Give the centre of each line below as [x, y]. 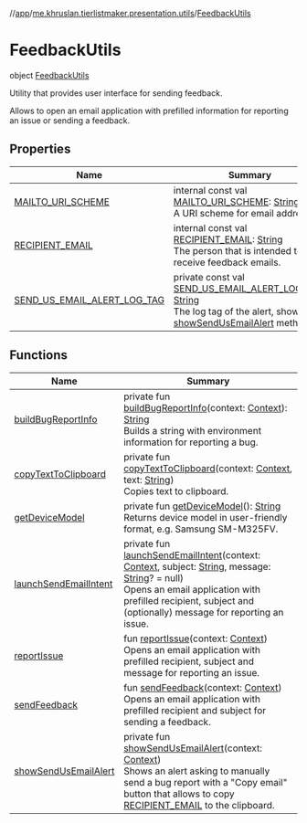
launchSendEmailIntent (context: [192, 554]
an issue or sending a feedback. [70, 120]
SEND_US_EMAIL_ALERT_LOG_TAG [90, 300]
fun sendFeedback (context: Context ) [202, 687]
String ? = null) [153, 577]
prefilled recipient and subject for [195, 710]
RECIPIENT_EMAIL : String [228, 239]
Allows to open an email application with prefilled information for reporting [149, 111]
